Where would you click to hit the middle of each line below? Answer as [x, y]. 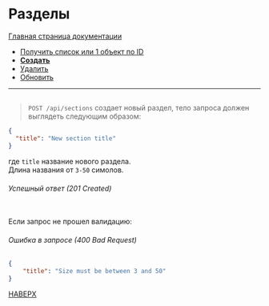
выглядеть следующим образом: [84, 116]
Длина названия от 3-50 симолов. [66, 170]
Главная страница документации [65, 36]
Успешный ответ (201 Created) [60, 188]
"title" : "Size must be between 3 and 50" [94, 272]
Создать [35, 60]
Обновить [37, 77]
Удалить [34, 68]
